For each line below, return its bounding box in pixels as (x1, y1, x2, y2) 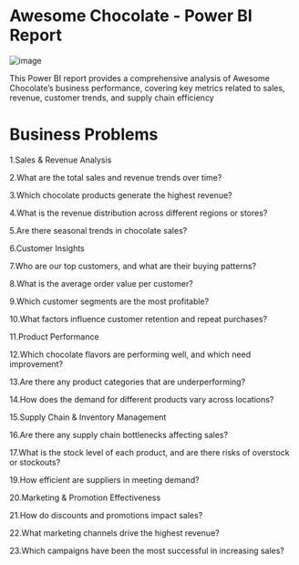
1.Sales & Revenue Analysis (9, 154, 112, 165)
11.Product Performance (9, 330, 99, 342)
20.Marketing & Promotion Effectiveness (9, 492, 161, 503)
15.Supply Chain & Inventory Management (9, 412, 167, 423)
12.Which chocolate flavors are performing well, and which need (9, 349, 252, 360)
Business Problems (9, 124, 159, 145)
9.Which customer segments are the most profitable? (9, 296, 210, 307)
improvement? (9, 358, 64, 370)
